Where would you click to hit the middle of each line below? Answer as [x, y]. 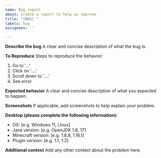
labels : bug [17, 23]
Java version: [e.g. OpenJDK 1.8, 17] [49, 130]
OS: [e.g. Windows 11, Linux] [41, 125]
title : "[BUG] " [22, 19]
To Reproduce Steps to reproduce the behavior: [54, 56]
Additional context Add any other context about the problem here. [73, 150]
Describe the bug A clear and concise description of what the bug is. [76, 46]
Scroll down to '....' [31, 76]
